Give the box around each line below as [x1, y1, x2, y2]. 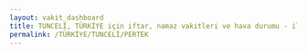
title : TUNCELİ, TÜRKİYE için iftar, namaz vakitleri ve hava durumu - [9, 22, 288, 31]
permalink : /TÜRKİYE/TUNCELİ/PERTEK [9, 30, 149, 39]
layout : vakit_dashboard [9, 13, 104, 22]
